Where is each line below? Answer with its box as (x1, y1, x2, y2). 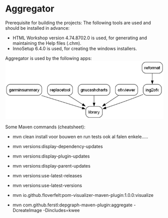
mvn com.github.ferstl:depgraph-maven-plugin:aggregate (12, 202, 133, 208)
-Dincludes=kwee (43, 207, 80, 213)
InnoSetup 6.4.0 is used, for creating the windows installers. (12, 45, 137, 51)
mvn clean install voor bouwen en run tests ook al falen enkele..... (12, 133, 148, 139)
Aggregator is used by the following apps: (5, 55, 92, 61)
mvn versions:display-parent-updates (12, 163, 91, 169)
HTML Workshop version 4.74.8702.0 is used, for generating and (12, 35, 147, 41)
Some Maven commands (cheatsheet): (5, 124, 86, 130)
